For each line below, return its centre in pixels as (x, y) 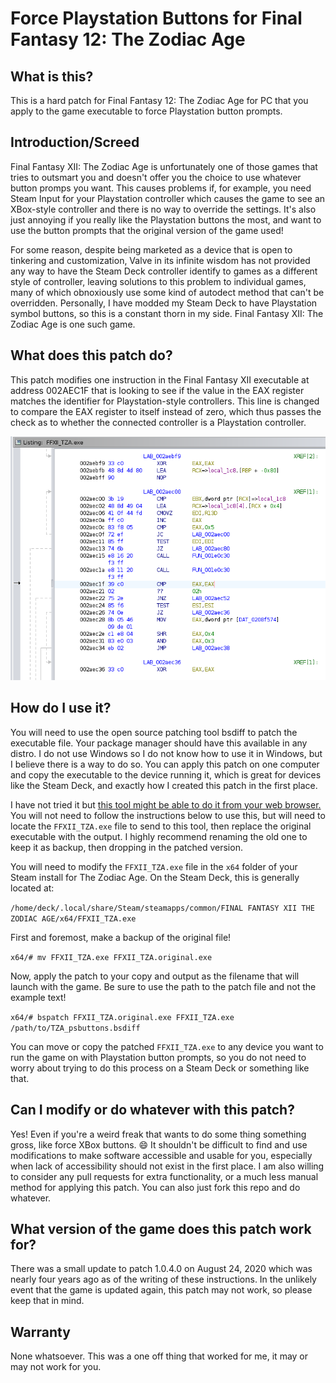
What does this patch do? (91, 355)
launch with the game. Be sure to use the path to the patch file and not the (163, 986)
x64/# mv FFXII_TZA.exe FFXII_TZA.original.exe (111, 957)
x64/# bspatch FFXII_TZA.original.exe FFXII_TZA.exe (122, 1017)
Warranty (40, 1332)
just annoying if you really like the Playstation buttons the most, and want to (166, 219)
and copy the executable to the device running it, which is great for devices (166, 774)
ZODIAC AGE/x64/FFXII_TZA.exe (73, 918)
